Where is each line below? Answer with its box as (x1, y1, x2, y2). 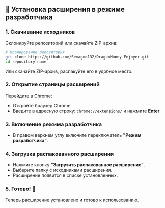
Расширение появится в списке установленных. (12, 172, 118, 179)
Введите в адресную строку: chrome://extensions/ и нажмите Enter (12, 108, 160, 114)
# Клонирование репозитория (5, 49, 65, 55)
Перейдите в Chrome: (5, 93, 52, 99)
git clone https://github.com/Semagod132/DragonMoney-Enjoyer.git (5, 54, 149, 60)
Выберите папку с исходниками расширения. (12, 167, 113, 173)
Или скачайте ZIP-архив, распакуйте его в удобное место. (5, 68, 133, 74)
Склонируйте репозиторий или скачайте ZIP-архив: (5, 40, 118, 46)
